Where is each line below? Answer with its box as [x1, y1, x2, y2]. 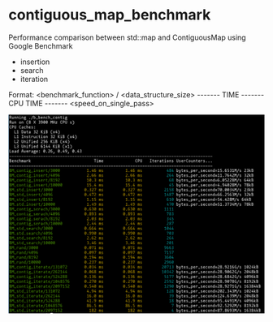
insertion [19, 57, 50, 67]
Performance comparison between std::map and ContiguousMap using [8, 32, 246, 42]
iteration [19, 74, 49, 84]
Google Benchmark [8, 41, 73, 50]
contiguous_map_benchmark [8, 6, 211, 24]
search [19, 65, 44, 75]
